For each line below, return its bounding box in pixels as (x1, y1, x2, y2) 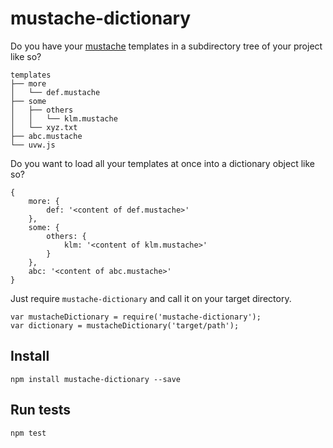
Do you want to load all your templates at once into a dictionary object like (10, 157, 315, 169)
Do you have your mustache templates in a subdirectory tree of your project (10, 40, 323, 52)
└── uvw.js (10, 140, 56, 150)
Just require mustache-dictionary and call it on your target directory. (10, 292, 292, 304)
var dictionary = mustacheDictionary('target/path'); (10, 320, 240, 331)
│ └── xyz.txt (10, 122, 78, 132)
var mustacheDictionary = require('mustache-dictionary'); (10, 312, 262, 322)
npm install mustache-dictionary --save (10, 374, 182, 384)
